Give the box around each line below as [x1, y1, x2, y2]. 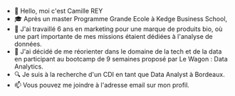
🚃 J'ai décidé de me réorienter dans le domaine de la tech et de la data [14, 47, 222, 56]
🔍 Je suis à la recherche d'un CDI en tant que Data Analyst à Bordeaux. [14, 71, 226, 78]
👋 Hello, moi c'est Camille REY [14, 7, 103, 15]
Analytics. [14, 62, 44, 71]
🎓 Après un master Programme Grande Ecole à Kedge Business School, [14, 15, 228, 23]
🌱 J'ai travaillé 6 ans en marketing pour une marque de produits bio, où [14, 25, 223, 33]
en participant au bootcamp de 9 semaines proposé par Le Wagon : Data [14, 55, 228, 63]
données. [14, 40, 43, 48]
